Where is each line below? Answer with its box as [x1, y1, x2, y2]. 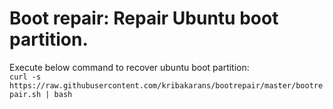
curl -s [9, 72, 42, 82]
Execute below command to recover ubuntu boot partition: [9, 61, 250, 73]
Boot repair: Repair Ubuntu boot [9, 7, 279, 30]
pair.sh [9, 89, 42, 99]
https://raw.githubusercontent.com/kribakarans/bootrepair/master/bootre [9, 80, 324, 91]
